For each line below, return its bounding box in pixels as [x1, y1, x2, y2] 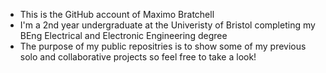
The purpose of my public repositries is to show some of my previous [19, 40, 307, 52]
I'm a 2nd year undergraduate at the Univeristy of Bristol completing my [19, 19, 316, 31]
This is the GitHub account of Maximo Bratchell [19, 9, 215, 20]
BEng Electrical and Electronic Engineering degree [19, 30, 228, 41]
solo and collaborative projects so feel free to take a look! [19, 51, 257, 63]
